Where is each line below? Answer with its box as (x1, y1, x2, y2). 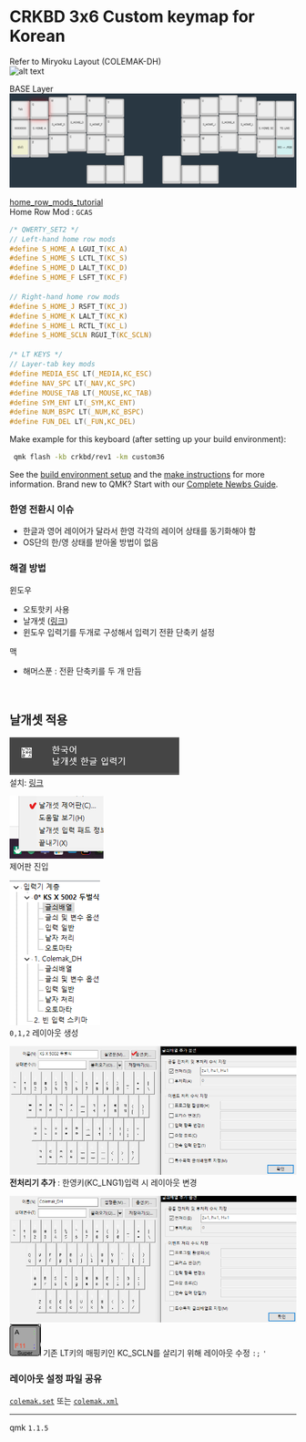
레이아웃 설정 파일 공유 (9, 1373, 103, 1385)
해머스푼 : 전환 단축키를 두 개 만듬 (22, 665, 142, 676)
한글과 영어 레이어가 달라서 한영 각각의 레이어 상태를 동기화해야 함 (22, 526, 257, 537)
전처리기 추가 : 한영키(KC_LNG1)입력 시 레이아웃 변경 (9, 1178, 198, 1189)
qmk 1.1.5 (9, 1422, 49, 1433)
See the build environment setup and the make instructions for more (9, 469, 266, 480)
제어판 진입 (9, 861, 49, 872)
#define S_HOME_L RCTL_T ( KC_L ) (9, 321, 128, 330)
